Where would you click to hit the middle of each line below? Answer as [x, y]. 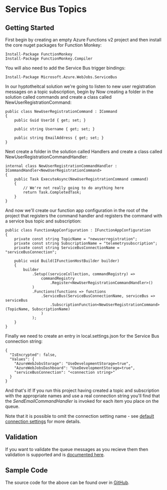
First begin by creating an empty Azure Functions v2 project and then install [83, 40]
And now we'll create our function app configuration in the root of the [77, 210]
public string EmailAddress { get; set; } [59, 138]
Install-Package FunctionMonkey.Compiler [49, 59]
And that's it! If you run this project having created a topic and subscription [82, 390]
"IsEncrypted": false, [33, 355]
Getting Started [30, 28]
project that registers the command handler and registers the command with [84, 216]
